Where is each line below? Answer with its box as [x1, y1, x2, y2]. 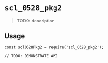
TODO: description [16, 18, 55, 23]
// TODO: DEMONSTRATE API [4, 53, 57, 58]
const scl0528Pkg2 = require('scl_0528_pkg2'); [4, 45, 104, 50]
